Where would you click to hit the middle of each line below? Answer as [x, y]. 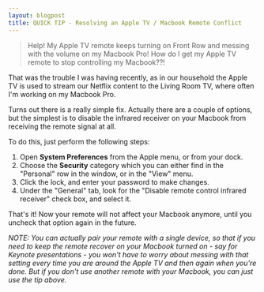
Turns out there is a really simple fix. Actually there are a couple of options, [130, 109]
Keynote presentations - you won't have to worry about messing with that [128, 254]
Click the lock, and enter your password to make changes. [114, 182]
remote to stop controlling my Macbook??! [96, 62]
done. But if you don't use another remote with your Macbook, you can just [131, 271]
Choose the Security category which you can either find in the [121, 165]
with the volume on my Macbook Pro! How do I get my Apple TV [132, 54]
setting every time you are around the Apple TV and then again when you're [132, 263]
